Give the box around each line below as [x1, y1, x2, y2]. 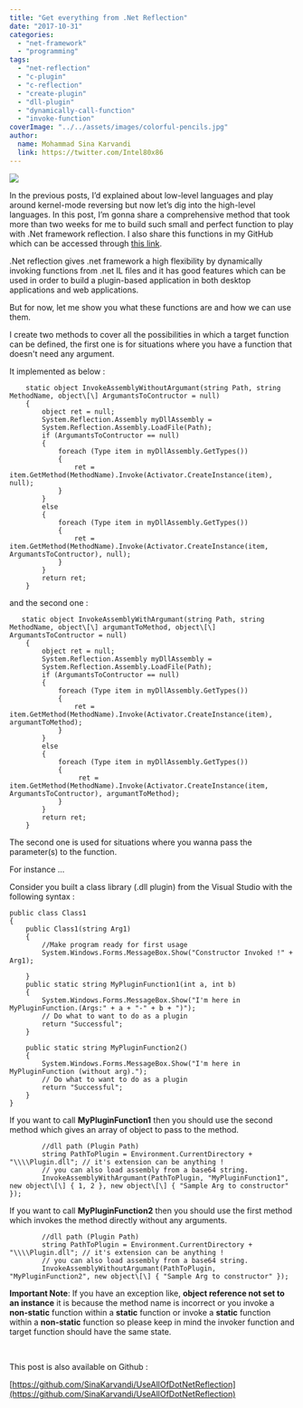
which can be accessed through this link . [9, 237, 163, 249]
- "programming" [17, 47, 79, 56]
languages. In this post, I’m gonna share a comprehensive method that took [9, 209, 290, 220]
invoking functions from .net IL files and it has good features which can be [9, 264, 287, 276]
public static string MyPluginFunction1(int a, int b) [25, 980, 237, 989]
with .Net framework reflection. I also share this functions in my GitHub [9, 228, 274, 239]
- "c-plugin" [17, 72, 67, 81]
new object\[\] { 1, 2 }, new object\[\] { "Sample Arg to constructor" [9, 1181, 289, 1191]
